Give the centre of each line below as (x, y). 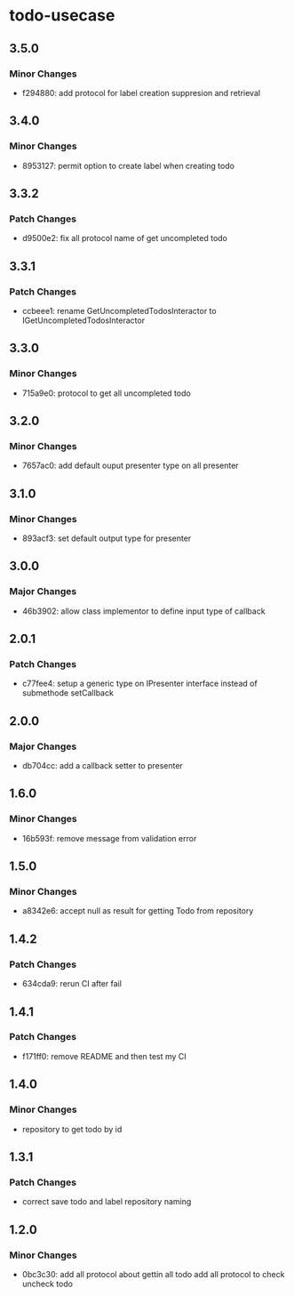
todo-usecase (62, 16)
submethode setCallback (68, 693)
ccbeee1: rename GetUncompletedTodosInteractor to (119, 310)
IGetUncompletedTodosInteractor (83, 320)
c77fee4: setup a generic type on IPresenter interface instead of (139, 684)
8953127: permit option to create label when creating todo (128, 165)
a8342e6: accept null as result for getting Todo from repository (138, 911)
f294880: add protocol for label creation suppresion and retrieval (141, 93)
